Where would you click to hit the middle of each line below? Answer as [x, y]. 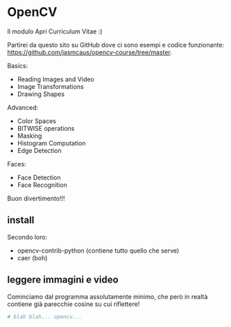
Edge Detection [39, 150]
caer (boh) [32, 257]
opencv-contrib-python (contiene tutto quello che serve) [98, 250]
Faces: [17, 163]
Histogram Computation [51, 143]
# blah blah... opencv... [44, 317]
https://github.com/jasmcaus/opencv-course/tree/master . [89, 52]
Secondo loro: [27, 237]
